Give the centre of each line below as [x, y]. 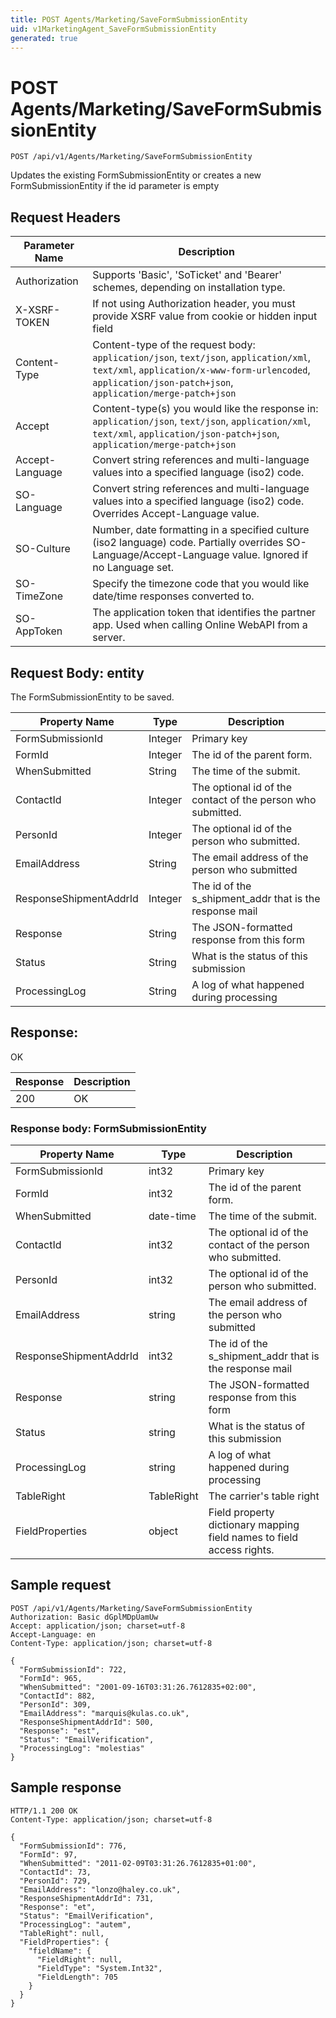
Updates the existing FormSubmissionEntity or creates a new [136, 175]
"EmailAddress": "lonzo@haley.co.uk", [100, 1889]
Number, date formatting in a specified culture [201, 530]
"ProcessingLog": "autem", [75, 1924]
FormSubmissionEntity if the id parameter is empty [115, 186]
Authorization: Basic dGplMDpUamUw [84, 1617]
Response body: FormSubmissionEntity [108, 1128]
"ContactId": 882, [58, 1696]
